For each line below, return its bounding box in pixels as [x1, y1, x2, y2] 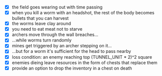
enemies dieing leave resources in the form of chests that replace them [11, 59, 158, 66]
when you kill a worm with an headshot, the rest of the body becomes [11, 10, 155, 16]
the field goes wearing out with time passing [11, 4, 103, 10]
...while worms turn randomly [11, 37, 72, 43]
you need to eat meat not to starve [11, 26, 83, 32]
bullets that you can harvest [11, 15, 69, 21]
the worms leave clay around [11, 21, 71, 27]
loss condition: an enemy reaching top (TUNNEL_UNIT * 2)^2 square [11, 54, 152, 60]
